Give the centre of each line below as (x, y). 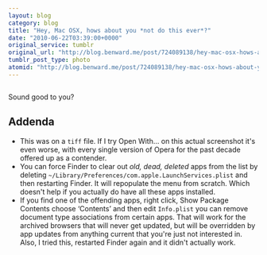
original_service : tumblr (51, 45)
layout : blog (30, 15)
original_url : (32, 52)
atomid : (21, 68)
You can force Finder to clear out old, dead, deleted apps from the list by (139, 166)
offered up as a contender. (63, 158)
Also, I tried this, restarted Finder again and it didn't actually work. (128, 242)
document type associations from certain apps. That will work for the (133, 217)
